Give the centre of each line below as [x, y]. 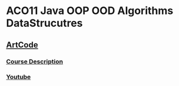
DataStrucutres [44, 23]
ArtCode [22, 45]
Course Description [35, 61]
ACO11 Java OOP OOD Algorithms [90, 11]
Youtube [19, 77]
